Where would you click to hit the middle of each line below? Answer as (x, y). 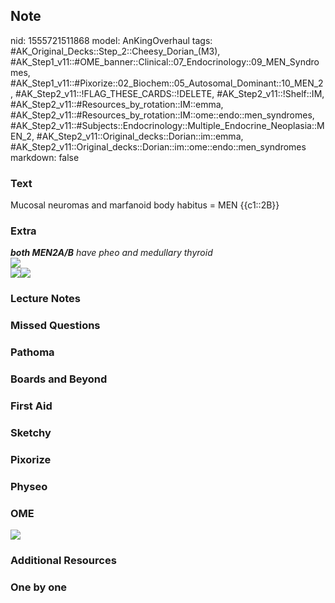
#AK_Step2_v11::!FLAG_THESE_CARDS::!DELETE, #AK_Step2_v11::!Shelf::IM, (169, 93)
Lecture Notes (45, 299)
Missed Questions (55, 326)
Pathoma (32, 352)
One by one (39, 587)
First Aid (31, 406)
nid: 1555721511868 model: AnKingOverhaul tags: (111, 40)
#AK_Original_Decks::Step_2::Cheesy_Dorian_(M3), (115, 51)
